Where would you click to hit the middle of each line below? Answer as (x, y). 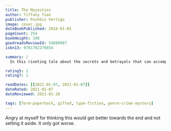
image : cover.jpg (24, 24)
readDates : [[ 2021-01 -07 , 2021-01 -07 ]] (48, 85)
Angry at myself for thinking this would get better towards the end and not (83, 118)
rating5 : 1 (17, 71)
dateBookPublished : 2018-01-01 (38, 29)
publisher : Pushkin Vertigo (35, 19)
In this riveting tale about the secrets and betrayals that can (81, 61)
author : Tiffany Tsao (28, 15)
